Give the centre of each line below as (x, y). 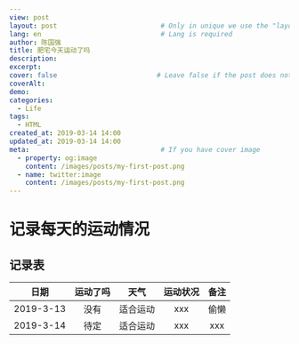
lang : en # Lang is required (121, 34)
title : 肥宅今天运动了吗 (50, 51)
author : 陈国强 (35, 42)
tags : (19, 116)
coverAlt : (28, 84)
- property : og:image (57, 158)
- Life (29, 108)
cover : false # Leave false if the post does (143, 76)
